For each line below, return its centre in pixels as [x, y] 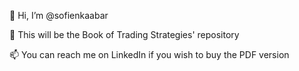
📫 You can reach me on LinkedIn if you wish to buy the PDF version [149, 54]
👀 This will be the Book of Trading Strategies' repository [124, 34]
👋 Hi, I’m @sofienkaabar [59, 15]
